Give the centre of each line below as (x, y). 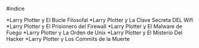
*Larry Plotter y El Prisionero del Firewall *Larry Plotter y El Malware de (94, 26)
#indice (16, 9)
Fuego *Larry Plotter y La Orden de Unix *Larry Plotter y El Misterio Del (94, 33)
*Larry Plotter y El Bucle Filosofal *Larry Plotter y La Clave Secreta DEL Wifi (100, 20)
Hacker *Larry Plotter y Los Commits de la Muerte (68, 39)
